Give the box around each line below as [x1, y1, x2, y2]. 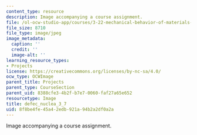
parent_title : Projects [6, 79, 64, 85]
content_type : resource [6, 8, 64, 15]
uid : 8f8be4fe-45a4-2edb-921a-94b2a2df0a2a [6, 106, 114, 112]
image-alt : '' [11, 52, 46, 58]
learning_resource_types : [6, 57, 69, 63]
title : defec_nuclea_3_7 [6, 101, 67, 107]
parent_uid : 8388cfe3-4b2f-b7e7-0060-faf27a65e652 [6, 90, 133, 96]
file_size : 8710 [6, 25, 46, 31]
